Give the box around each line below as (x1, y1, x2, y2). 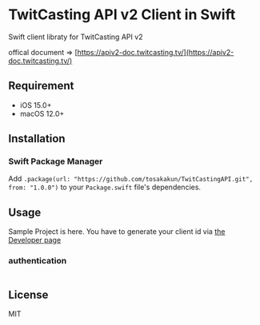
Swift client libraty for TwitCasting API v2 (8, 32, 143, 42)
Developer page (8, 236, 62, 245)
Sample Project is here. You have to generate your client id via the (8, 227, 226, 236)
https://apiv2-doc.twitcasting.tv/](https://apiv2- (77, 47, 234, 57)
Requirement (8, 79, 74, 93)
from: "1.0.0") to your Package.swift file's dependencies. (8, 182, 202, 192)
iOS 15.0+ (19, 100, 52, 109)
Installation (8, 132, 66, 145)
